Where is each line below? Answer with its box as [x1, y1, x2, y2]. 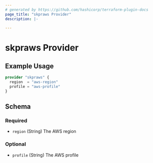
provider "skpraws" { [5, 75, 50, 80]
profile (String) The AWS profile [12, 152, 79, 158]
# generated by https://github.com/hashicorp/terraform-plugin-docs [5, 7, 149, 12]
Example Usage [5, 62, 54, 70]
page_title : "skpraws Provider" [5, 12, 71, 17]
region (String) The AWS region [12, 128, 76, 134]
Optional [5, 141, 26, 148]
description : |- [5, 16, 38, 21]
